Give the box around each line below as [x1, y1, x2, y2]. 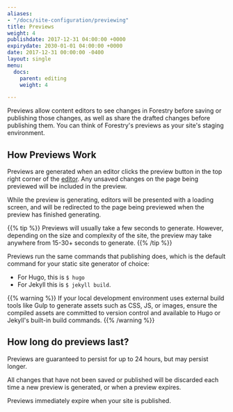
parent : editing [19, 74, 67, 82]
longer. [7, 362, 28, 370]
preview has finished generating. [7, 210, 102, 219]
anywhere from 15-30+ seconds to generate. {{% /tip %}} [7, 239, 172, 247]
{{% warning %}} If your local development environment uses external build [7, 294, 225, 303]
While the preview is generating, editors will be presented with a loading [7, 196, 214, 204]
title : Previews [7, 23, 54, 30]
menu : [7, 62, 23, 69]
